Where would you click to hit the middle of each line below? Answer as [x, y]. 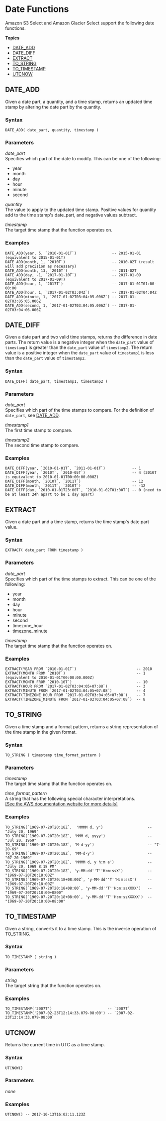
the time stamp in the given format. [41, 732]
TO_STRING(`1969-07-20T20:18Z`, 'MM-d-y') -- [79, 853]
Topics [12, 38]
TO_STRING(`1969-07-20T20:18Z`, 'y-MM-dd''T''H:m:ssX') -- [79, 871]
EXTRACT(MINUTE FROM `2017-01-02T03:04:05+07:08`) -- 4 [75, 691]
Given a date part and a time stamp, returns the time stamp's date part [77, 522]
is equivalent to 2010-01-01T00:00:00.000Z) [52, 477]
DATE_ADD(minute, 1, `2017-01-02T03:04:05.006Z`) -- [61, 297]
